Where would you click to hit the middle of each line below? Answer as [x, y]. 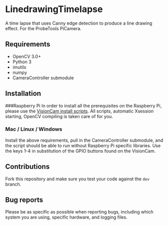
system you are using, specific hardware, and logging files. [66, 217]
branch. [13, 184]
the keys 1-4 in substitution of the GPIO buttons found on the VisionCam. [80, 151]
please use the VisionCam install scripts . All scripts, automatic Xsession [79, 111]
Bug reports [24, 200]
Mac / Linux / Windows [34, 129]
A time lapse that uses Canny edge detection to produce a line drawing [79, 23]
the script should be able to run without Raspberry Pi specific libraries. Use [83, 145]
